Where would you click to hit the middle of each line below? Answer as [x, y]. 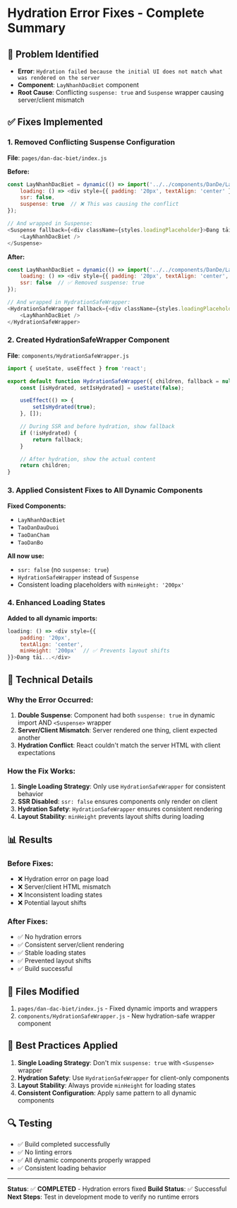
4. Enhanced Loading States [56, 603]
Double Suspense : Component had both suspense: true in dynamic [116, 715]
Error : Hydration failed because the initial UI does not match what [120, 71]
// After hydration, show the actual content [88, 459]
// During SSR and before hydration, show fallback [97, 427]
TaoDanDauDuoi [38, 528]
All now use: [26, 556]
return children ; [45, 466]
